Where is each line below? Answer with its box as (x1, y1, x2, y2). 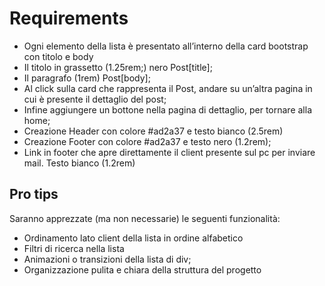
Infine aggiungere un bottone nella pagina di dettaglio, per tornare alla (23, 103, 313, 116)
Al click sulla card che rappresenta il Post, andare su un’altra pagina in (23, 82, 313, 94)
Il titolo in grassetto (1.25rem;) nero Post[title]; (23, 61, 213, 73)
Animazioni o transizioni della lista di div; (23, 253, 192, 265)
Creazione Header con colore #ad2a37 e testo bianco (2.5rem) (23, 125, 284, 137)
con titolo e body (23, 50, 94, 62)
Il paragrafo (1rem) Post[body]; (23, 72, 151, 84)
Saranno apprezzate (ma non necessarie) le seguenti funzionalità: (9, 212, 281, 224)
